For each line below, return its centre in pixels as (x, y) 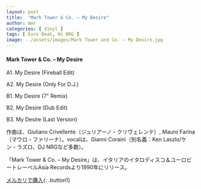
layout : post (23, 12)
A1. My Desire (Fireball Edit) (40, 72)
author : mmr (21, 23)
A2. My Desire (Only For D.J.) (43, 85)
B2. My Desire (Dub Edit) (37, 108)
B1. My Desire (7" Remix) (37, 96)
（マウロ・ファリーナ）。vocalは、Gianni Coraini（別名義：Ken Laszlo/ (94, 139)
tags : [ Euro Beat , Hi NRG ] (43, 34)
